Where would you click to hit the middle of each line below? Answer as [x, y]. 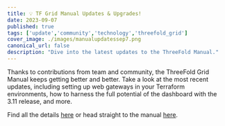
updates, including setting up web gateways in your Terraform [96, 87]
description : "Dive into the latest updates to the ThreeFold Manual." [113, 53]
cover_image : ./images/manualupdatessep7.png [74, 39]
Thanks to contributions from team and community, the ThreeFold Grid [108, 72]
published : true [31, 26]
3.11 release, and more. [40, 101]
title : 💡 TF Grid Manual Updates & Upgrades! [75, 13]
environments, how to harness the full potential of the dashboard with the [112, 93]
